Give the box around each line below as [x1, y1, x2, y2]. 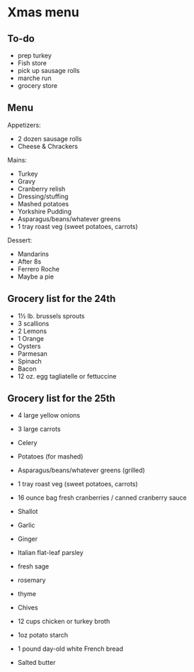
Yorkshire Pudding [17, 207, 72, 215]
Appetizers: [7, 121, 41, 129]
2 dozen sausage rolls [17, 134, 83, 142]
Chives [17, 603, 38, 612]
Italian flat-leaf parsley [17, 549, 84, 557]
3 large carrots [17, 425, 62, 433]
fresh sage [17, 562, 50, 571]
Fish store [17, 59, 47, 67]
